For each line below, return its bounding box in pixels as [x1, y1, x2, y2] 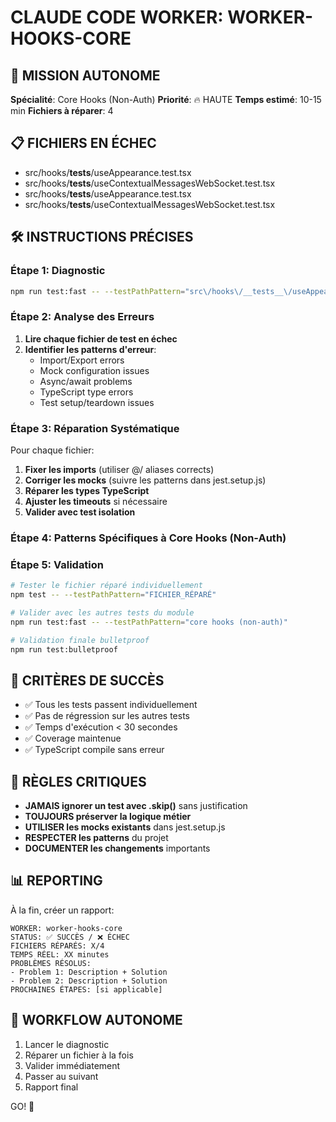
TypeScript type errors [39, 386, 134, 398]
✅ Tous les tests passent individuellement [24, 699, 198, 711]
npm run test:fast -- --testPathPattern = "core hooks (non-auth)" [10, 617, 288, 627]
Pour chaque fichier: [10, 444, 95, 456]
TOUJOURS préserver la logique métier [24, 811, 192, 823]
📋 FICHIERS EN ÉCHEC [10, 135, 157, 152]
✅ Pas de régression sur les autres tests [24, 710, 190, 722]
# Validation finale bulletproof [10, 635, 150, 645]
